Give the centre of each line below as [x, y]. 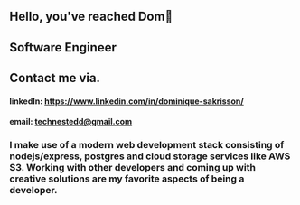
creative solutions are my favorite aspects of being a [127, 179]
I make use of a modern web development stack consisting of [147, 145]
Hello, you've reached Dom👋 [91, 17]
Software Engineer [63, 47]
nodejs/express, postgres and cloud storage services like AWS [150, 156]
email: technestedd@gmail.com [71, 122]
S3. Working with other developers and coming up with [132, 168]
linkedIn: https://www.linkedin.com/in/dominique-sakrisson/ [127, 101]
